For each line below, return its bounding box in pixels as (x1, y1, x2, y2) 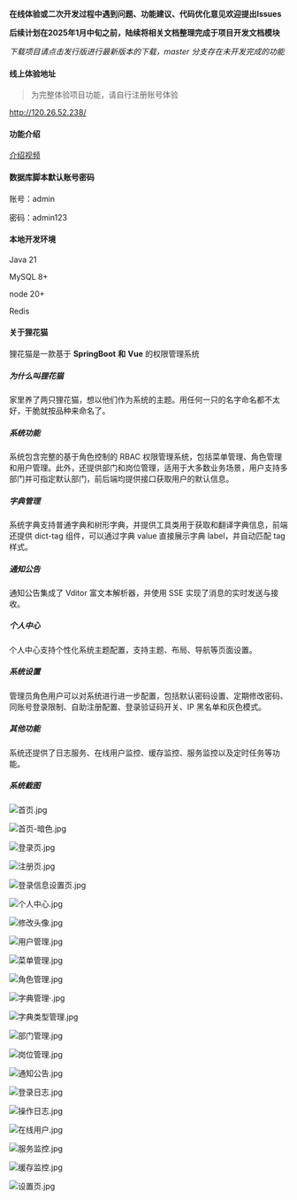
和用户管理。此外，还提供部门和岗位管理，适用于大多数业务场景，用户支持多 (9, 462, 288, 473)
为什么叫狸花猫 (9, 370, 64, 381)
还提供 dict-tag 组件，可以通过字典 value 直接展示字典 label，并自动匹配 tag (9, 530, 286, 541)
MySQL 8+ (9, 271, 49, 282)
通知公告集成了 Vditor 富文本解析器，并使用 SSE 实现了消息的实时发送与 (9, 587, 271, 598)
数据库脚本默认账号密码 (9, 172, 95, 182)
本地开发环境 (9, 234, 56, 244)
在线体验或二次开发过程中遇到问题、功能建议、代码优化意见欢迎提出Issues (9, 9, 282, 19)
